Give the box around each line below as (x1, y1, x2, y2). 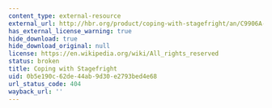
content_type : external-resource (8, 11, 121, 20)
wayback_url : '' (8, 87, 63, 96)
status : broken (8, 58, 60, 66)
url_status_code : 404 (8, 80, 82, 88)
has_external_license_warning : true (8, 27, 132, 35)
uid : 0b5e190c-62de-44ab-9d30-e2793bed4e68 (8, 72, 158, 80)
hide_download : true (8, 34, 79, 43)
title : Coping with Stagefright (8, 65, 117, 73)
